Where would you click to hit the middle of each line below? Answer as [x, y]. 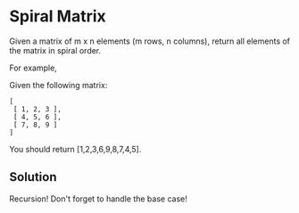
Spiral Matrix [58, 16]
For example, [33, 68]
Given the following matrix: [58, 85]
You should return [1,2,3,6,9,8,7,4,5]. [75, 149]
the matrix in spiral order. [55, 50]
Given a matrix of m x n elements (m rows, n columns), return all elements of [150, 41]
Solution [33, 177]
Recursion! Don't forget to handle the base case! [98, 199]
